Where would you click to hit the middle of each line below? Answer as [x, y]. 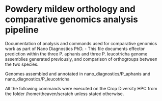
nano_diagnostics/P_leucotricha [37, 79]
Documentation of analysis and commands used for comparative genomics [81, 43]
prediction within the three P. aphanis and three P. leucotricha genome [76, 54]
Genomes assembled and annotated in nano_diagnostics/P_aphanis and [78, 74]
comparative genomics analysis [72, 19]
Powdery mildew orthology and [70, 9]
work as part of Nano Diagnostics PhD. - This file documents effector [75, 49]
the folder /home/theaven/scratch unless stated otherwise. [65, 94]
